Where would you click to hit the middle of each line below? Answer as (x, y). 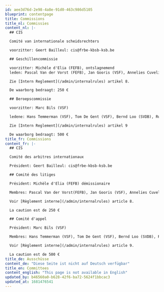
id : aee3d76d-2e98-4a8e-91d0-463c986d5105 (49, 10)
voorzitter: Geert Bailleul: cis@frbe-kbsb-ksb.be (62, 50)
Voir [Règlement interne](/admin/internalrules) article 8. (72, 201)
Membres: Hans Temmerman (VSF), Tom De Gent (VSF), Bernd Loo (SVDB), (83, 237)
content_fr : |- (20, 144)
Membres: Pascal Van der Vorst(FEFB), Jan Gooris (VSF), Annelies (78, 192)
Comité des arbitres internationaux (47, 157)
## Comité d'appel (28, 219)
